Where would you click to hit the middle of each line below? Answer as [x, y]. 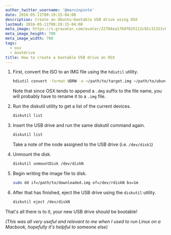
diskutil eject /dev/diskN [41, 202]
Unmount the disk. [32, 154]
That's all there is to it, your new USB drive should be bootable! [72, 212]
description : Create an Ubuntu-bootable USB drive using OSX [72, 19]
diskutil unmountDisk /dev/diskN [48, 164]
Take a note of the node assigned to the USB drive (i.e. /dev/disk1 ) [83, 144]
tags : [11, 43]
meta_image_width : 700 [29, 39]
